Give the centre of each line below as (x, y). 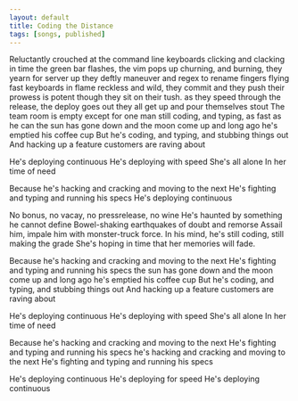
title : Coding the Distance (62, 26)
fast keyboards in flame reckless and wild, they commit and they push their (147, 88)
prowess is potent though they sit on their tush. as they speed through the (145, 97)
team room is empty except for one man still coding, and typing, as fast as (145, 116)
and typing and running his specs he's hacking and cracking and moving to (147, 352)
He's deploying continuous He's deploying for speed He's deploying (135, 379)
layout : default (39, 17)
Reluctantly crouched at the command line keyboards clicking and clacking (147, 60)
